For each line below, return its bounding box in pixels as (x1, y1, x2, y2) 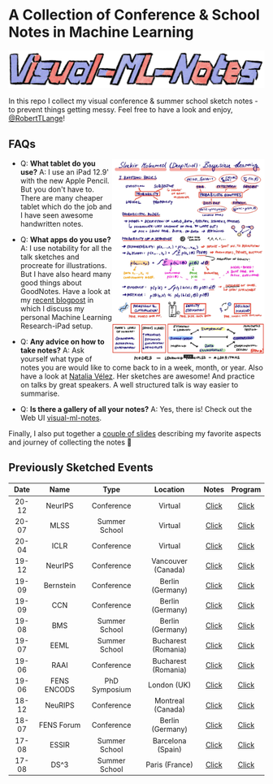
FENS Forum (38, 720, 81, 730)
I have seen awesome (19, 210, 93, 220)
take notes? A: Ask (19, 345, 85, 355)
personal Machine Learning (19, 313, 112, 323)
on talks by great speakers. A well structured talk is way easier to (19, 380, 239, 390)
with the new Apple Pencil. (19, 176, 110, 186)
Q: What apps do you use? (19, 235, 111, 245)
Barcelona (152, 735, 187, 745)
